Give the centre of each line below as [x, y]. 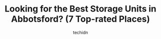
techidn [80, 32]
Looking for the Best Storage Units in [80, 9]
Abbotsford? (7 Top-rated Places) [80, 19]
